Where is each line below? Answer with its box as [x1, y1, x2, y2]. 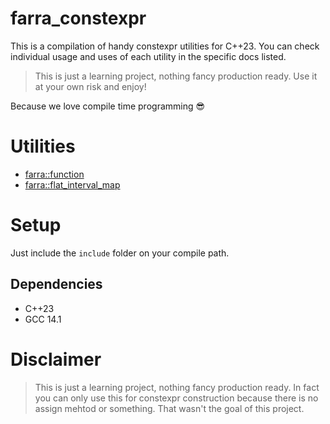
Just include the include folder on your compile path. [10, 247, 230, 259]
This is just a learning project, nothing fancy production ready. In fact [34, 381, 320, 393]
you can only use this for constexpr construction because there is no [34, 392, 319, 404]
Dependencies [10, 276, 103, 293]
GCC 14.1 [24, 313, 62, 325]
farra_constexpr [10, 7, 147, 30]
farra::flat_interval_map [24, 178, 121, 191]
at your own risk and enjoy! [34, 80, 147, 92]
